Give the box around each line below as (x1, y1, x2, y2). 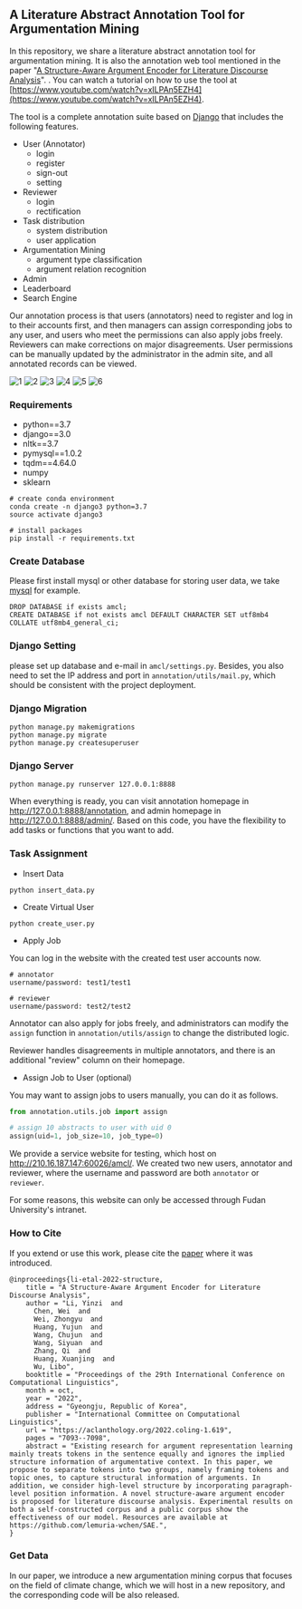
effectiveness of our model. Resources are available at (9, 1513, 229, 1522)
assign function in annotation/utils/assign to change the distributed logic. (9, 1027, 289, 1038)
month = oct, (25, 1386, 75, 1395)
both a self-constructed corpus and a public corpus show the (9, 1505, 249, 1514)
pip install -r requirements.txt (9, 534, 136, 543)
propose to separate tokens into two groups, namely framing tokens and (9, 1465, 289, 1474)
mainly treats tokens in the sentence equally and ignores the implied (9, 1449, 285, 1459)
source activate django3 (9, 510, 103, 519)
